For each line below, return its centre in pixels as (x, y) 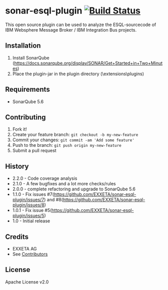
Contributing (25, 117)
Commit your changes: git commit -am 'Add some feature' (73, 140)
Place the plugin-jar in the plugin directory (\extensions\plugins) (78, 74)
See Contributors (30, 254)
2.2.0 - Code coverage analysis (45, 178)
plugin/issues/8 (28, 205)
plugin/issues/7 (28, 200)
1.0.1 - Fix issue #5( (32, 210)
